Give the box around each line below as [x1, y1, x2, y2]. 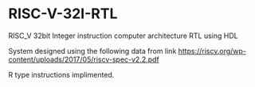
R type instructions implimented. [8, 70, 115, 79]
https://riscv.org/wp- [178, 46, 247, 55]
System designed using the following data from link [8, 46, 177, 55]
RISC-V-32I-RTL [8, 5, 118, 23]
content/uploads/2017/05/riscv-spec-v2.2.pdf [8, 55, 159, 64]
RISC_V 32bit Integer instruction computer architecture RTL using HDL [8, 31, 238, 40]
